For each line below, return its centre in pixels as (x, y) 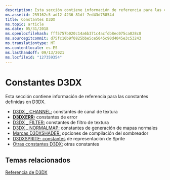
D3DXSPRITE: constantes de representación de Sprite (69, 139)
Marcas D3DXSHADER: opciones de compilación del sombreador (80, 133)
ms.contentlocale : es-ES (31, 48)
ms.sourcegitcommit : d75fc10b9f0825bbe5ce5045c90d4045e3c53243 (73, 39)
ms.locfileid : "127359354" (34, 57)
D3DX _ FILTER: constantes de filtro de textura (61, 123)
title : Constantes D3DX (30, 19)
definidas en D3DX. (26, 102)
